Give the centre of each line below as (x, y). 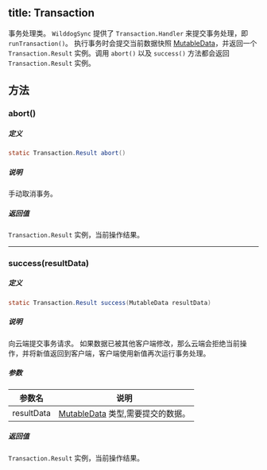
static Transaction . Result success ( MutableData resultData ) (110, 302)
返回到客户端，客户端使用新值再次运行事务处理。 (130, 353)
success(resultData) (49, 263)
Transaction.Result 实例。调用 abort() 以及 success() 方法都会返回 (119, 53)
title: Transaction (52, 13)
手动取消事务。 (33, 193)
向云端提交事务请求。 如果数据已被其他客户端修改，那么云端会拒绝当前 (124, 343)
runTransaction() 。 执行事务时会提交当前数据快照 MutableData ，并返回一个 (133, 43)
